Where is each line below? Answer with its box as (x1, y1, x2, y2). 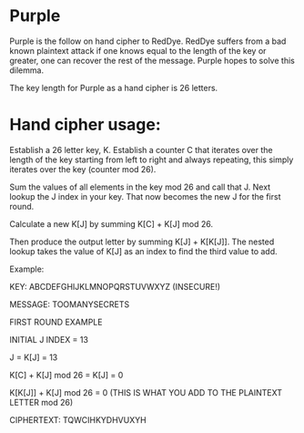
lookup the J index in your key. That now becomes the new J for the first (9, 191, 281, 201)
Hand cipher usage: (9, 115, 161, 135)
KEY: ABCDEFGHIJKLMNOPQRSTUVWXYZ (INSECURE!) (9, 281, 221, 292)
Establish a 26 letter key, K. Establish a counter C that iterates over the (9, 144, 273, 155)
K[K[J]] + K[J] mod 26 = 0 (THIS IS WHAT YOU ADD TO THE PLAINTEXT (9, 387, 283, 397)
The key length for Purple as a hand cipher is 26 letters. (9, 82, 218, 93)
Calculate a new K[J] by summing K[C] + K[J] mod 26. (9, 218, 214, 229)
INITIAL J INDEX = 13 (9, 334, 89, 345)
